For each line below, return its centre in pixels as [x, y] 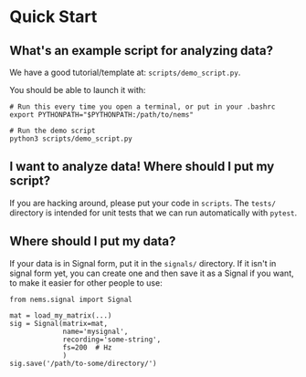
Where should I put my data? [93, 241]
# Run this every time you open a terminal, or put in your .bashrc [142, 107]
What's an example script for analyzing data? [142, 51]
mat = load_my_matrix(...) [61, 315]
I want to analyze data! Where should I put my [142, 167]
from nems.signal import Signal [71, 299]
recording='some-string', [112, 340]
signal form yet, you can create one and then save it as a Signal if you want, [152, 273]
